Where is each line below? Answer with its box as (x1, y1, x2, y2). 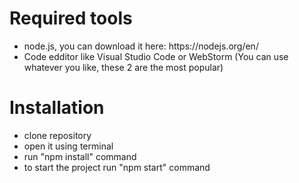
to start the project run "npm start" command (23, 161, 211, 173)
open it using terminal (23, 140, 114, 152)
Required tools (9, 7, 133, 30)
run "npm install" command (23, 150, 137, 162)
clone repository (23, 129, 92, 141)
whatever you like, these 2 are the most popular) (23, 61, 224, 73)
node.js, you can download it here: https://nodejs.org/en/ (23, 40, 259, 52)
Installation (9, 97, 105, 119)
